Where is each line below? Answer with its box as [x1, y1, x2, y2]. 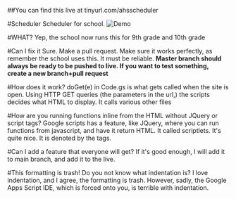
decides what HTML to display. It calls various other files [7, 98, 172, 106]
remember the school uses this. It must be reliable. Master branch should [7, 54, 222, 63]
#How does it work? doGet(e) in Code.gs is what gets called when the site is [7, 83, 229, 91]
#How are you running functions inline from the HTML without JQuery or [7, 112, 218, 120]
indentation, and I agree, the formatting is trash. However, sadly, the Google [7, 176, 227, 184]
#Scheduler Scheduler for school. [7, 20, 106, 27]
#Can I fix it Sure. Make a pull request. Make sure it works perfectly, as [7, 47, 213, 55]
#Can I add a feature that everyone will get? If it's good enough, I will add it [7, 148, 225, 155]
